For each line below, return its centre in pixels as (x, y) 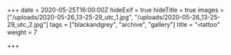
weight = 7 (22, 32)
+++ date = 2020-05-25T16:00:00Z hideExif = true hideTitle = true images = (116, 10)
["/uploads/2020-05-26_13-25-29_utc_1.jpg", (70, 17)
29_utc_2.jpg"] (28, 24)
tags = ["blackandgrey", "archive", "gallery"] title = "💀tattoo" (135, 24)
